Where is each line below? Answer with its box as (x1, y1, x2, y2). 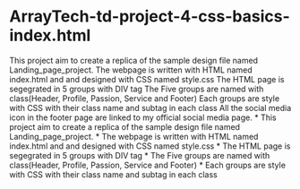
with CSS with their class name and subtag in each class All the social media (9, 102, 292, 113)
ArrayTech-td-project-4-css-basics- (9, 6, 290, 27)
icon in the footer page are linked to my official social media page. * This (9, 112, 277, 123)
